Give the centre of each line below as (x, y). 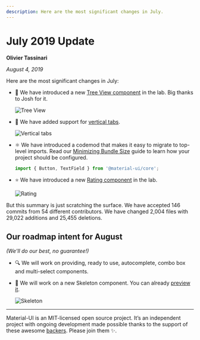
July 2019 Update (51, 41)
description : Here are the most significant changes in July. (85, 12)
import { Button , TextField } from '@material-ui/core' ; (87, 168)
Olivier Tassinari (27, 58)
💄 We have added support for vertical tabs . (68, 121)
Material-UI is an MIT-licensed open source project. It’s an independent (93, 318)
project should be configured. (51, 157)
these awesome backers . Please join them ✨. (62, 330)
